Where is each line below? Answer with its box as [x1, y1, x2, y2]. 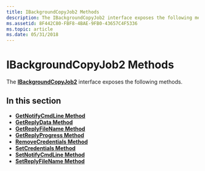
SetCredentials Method [15, 144, 76, 151]
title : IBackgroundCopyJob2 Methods [6, 9, 99, 15]
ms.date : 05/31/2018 [6, 32, 59, 38]
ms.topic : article [6, 26, 53, 32]
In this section [6, 96, 62, 106]
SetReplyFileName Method [15, 157, 85, 165]
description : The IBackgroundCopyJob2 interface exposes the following [6, 15, 192, 21]
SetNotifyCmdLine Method [15, 151, 85, 158]
